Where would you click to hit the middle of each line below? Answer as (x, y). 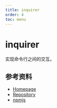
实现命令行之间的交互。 (30, 59)
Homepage (24, 89)
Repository (24, 95)
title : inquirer (22, 10)
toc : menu (16, 19)
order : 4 (15, 15)
